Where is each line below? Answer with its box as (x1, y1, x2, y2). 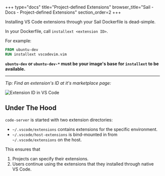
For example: (5, 38, 32, 44)
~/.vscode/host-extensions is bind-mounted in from (12, 131, 118, 137)
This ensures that (5, 146, 40, 152)
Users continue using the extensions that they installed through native (12, 161, 154, 167)
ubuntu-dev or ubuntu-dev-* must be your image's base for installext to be (5, 61, 159, 67)
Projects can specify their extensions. (12, 155, 89, 161)
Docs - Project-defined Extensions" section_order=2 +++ (5, 9, 121, 15)
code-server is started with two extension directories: (5, 117, 113, 123)
